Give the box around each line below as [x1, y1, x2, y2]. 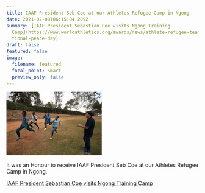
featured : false [6, 49, 48, 55]
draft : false [6, 42, 40, 48]
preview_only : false [12, 74, 64, 80]
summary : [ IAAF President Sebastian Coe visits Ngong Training [6, 23, 171, 29]
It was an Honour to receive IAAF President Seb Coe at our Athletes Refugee [6, 161, 199, 169]
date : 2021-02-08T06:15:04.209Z [6, 16, 88, 23]
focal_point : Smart [12, 68, 62, 74]
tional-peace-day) [12, 35, 59, 42]
